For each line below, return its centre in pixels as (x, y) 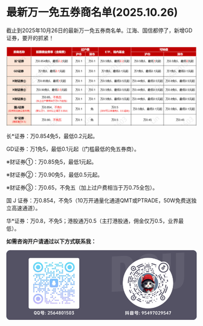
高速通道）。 (26, 208)
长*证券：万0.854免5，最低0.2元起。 (52, 136)
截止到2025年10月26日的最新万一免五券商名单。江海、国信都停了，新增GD (99, 30)
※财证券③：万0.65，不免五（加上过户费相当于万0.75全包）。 (82, 187)
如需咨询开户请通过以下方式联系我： (51, 241)
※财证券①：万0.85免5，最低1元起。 (52, 162)
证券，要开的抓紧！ (30, 38)
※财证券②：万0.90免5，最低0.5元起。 (55, 175)
